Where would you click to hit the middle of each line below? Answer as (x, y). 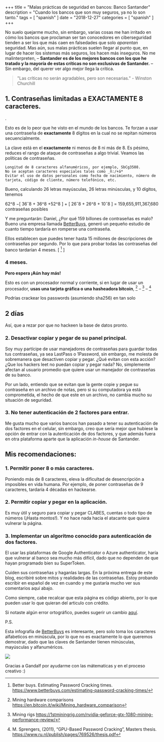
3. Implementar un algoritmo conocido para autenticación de (78, 536)
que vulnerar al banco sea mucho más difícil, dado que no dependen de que (82, 558)
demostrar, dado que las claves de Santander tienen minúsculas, (70, 642)
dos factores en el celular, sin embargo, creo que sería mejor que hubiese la (82, 428)
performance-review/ (34, 720)
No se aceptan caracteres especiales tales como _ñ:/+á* (64, 171)
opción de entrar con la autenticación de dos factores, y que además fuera (80, 434)
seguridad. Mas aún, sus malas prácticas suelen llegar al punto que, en (76, 48)
